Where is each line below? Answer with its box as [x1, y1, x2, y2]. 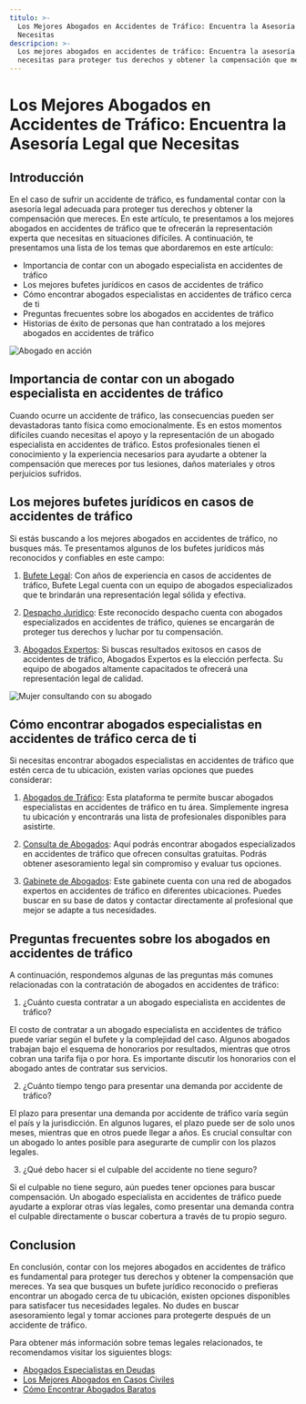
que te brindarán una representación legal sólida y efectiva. [22, 589, 247, 600]
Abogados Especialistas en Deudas [22, 1365, 156, 1376]
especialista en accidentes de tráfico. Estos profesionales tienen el [9, 439, 260, 450]
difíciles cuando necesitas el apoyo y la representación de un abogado [9, 429, 275, 440]
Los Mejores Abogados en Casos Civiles [22, 1374, 175, 1385]
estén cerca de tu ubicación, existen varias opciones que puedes [9, 765, 254, 776]
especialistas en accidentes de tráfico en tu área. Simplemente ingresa [22, 802, 290, 813]
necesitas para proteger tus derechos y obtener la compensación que [17, 56, 287, 65]
